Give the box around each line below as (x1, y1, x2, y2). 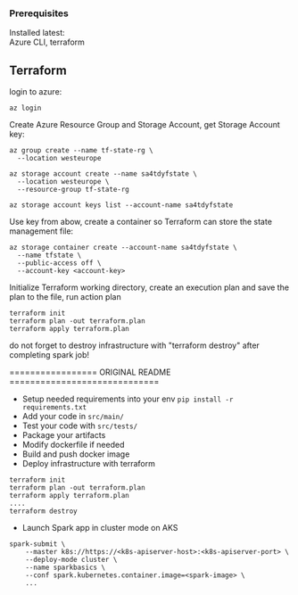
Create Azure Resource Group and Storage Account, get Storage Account (9, 120, 281, 130)
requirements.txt (21, 403, 87, 412)
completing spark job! (9, 350, 90, 360)
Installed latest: (9, 28, 65, 38)
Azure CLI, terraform (9, 37, 85, 47)
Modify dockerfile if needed (21, 440, 125, 450)
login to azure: (9, 87, 62, 97)
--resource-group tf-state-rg (17, 186, 129, 194)
